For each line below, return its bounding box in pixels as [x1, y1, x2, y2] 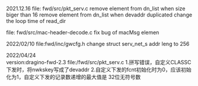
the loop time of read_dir [6, 18, 66, 24]
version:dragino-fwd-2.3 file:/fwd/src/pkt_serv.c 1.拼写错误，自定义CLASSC [6, 59, 191, 65]
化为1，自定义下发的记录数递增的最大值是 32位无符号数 [6, 74, 141, 80]
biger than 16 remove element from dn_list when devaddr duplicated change [6, 11, 193, 18]
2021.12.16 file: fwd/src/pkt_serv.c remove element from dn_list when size [6, 5, 186, 12]
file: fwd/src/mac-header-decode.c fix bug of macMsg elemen [6, 29, 159, 36]
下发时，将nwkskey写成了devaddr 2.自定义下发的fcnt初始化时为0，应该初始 [6, 66, 191, 73]
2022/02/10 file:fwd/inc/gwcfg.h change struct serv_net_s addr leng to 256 [6, 41, 190, 47]
